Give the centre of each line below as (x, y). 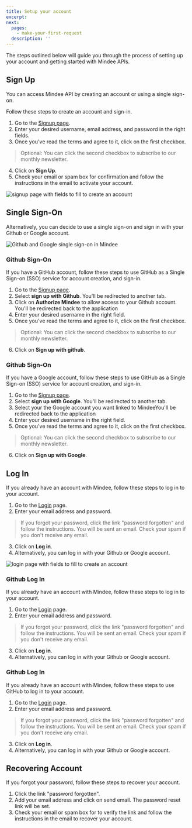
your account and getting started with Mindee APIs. (68, 61)
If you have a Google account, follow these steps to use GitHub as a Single (96, 377)
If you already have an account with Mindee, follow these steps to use (90, 685)
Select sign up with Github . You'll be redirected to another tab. (90, 296)
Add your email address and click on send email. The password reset (97, 800)
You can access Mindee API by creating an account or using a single (88, 94)
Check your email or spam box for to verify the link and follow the (93, 812)
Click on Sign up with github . (50, 349)
